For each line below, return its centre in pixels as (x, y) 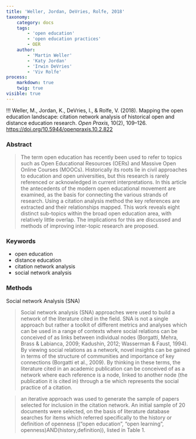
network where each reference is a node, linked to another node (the (104, 375)
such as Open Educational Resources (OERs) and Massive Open (98, 164)
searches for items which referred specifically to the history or (96, 417)
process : (17, 77)
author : (26, 50)
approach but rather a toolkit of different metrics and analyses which (104, 325)
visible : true (24, 94)
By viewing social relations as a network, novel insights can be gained (105, 350)
